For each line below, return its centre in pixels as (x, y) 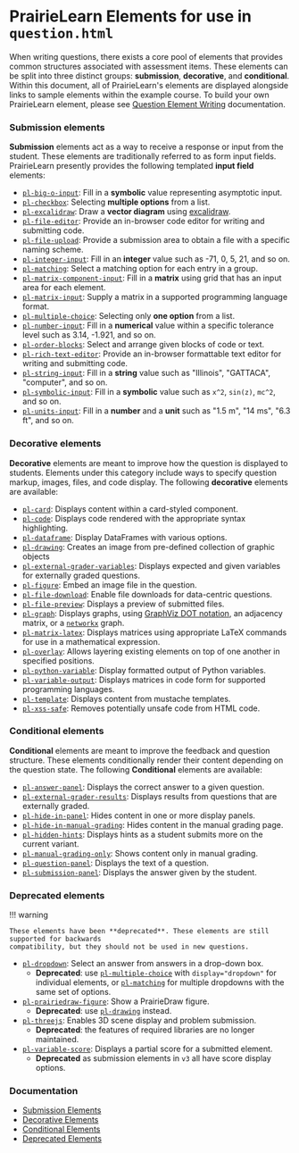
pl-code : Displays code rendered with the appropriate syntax (134, 518)
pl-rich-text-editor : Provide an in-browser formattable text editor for (152, 354)
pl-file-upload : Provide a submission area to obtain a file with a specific (156, 240)
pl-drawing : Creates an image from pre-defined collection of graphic (148, 547)
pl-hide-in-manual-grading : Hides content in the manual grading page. (153, 824)
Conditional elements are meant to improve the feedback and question (140, 750)
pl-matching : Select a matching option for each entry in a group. (140, 269)
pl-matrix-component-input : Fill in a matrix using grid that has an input (152, 278)
